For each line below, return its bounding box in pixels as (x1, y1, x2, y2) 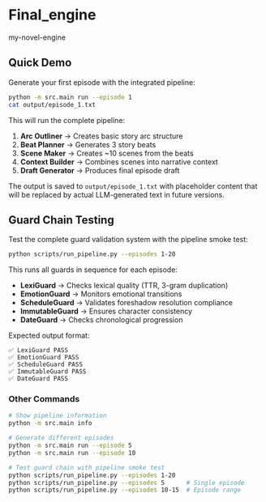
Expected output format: (8, 330, 90, 341)
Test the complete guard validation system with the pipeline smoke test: (8, 235, 249, 245)
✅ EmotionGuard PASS (8, 354, 79, 362)
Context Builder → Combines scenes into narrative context (19, 156, 219, 167)
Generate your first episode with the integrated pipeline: (8, 77, 196, 87)
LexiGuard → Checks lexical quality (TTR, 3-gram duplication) (19, 281, 229, 291)
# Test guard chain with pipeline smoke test (8, 463, 165, 471)
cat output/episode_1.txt (8, 100, 96, 108)
